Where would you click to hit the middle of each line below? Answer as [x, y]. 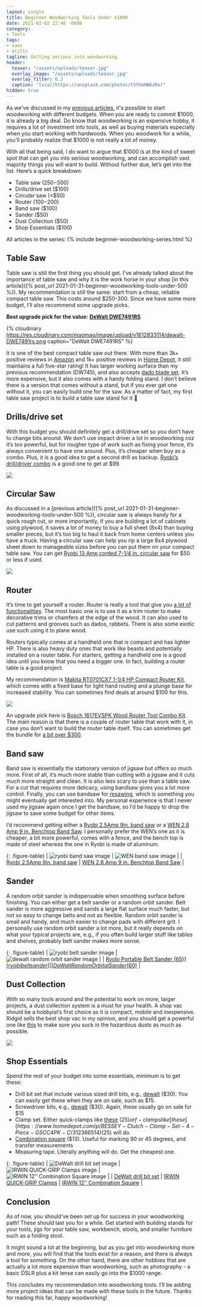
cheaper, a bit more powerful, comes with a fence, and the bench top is [95, 837]
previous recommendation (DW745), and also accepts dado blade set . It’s [97, 372]
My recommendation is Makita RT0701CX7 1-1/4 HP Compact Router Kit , [96, 679]
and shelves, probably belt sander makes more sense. [73, 941]
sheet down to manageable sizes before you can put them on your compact [100, 547]
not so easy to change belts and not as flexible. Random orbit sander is [94, 915]
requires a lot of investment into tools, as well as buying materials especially [101, 127]
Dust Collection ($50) [42, 221]
